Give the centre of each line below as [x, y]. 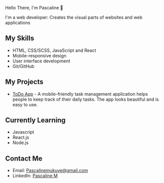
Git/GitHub [23, 66]
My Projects [24, 82]
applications [18, 23]
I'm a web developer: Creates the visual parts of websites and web [74, 17]
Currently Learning [35, 120]
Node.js [20, 143]
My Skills [20, 38]
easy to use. [25, 104]
